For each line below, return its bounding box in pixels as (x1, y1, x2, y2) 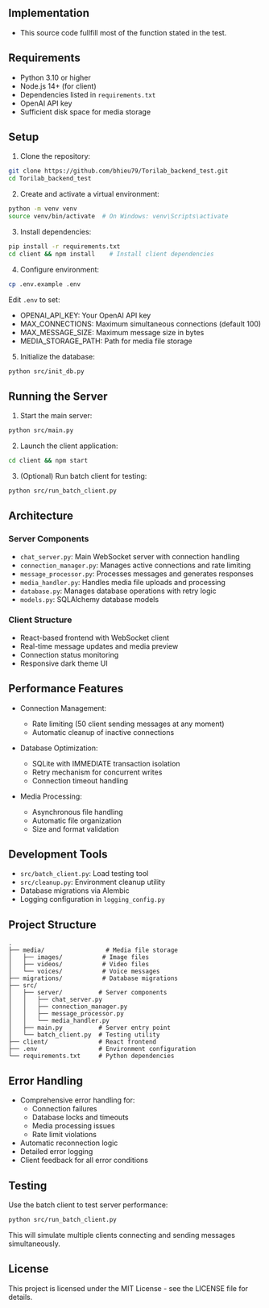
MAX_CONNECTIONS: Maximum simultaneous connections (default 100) (19, 318, 262, 329)
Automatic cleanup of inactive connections (31, 727, 175, 737)
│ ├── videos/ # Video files (8, 961, 150, 969)
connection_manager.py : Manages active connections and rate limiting (19, 560, 251, 570)
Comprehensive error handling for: (19, 1095, 135, 1105)
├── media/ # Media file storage (8, 946, 179, 954)
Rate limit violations (31, 1130, 97, 1140)
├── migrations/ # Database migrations (8, 974, 179, 982)
